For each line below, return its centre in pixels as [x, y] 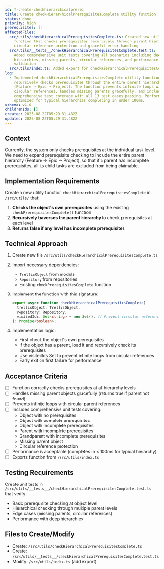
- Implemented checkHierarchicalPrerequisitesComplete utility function [85, 78]
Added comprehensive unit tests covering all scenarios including [83, 55]
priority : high [20, 23]
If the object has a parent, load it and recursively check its [78, 345]
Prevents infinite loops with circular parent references [66, 404]
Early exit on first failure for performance [60, 361]
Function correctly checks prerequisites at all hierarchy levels [74, 388]
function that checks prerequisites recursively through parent [81, 42]
